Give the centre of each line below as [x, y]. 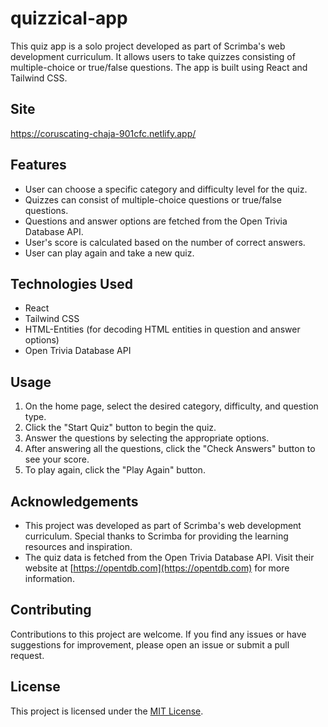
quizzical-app [69, 18]
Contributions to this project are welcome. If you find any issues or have [158, 634]
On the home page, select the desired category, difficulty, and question [171, 406]
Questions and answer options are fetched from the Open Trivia [156, 221]
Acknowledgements [74, 501]
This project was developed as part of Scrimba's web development [163, 525]
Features [38, 165]
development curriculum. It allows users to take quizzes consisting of [153, 56]
